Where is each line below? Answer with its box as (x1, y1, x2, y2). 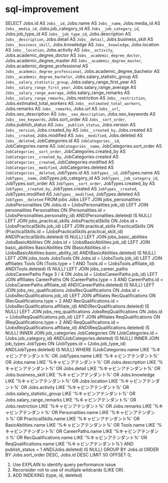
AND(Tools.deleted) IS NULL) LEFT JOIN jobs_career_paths (5, 265, 128, 272)
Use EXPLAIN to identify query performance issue (12, 461, 116, 467)
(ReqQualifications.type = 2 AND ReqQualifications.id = (5, 319, 119, 325)
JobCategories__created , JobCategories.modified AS (5, 159, 114, 165)
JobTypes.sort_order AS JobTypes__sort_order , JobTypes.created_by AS (5, 180, 155, 186)
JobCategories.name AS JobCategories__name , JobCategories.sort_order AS (5, 143, 162, 149)
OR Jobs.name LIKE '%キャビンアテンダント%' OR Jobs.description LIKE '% (5, 359, 163, 365)
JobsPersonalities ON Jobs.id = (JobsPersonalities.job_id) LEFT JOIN (5, 202, 149, 208)
